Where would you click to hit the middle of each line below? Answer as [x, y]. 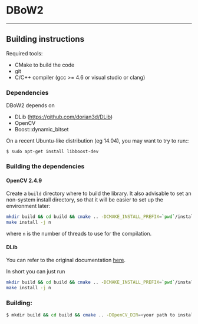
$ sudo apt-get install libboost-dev [52, 152]
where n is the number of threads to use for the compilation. [79, 233]
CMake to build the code [44, 65]
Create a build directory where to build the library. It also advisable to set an [99, 194]
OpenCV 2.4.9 [24, 180]
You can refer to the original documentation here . [66, 260]
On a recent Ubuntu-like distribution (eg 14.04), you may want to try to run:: [98, 141]
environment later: [28, 206]
